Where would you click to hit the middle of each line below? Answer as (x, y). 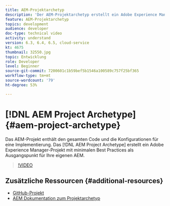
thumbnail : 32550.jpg (28, 52)
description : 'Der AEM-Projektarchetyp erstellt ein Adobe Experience (81, 15)
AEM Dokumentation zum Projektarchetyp (56, 198)
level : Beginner (22, 66)
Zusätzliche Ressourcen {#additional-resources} (84, 181)
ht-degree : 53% (21, 85)
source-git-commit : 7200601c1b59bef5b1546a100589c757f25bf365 (72, 71)
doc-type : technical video (34, 33)
